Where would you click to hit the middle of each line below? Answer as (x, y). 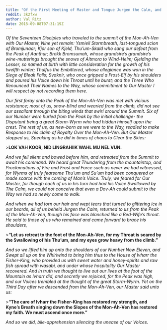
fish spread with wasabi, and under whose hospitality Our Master (73, 266)
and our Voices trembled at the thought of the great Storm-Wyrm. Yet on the (84, 282)
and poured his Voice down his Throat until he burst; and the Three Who (80, 80)
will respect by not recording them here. (46, 91)
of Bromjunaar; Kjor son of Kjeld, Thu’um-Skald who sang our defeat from (82, 48)
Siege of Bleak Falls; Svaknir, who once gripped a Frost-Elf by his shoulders (83, 75)
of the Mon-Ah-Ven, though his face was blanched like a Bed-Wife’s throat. (83, 215)
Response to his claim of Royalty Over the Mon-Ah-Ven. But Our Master (79, 132)
